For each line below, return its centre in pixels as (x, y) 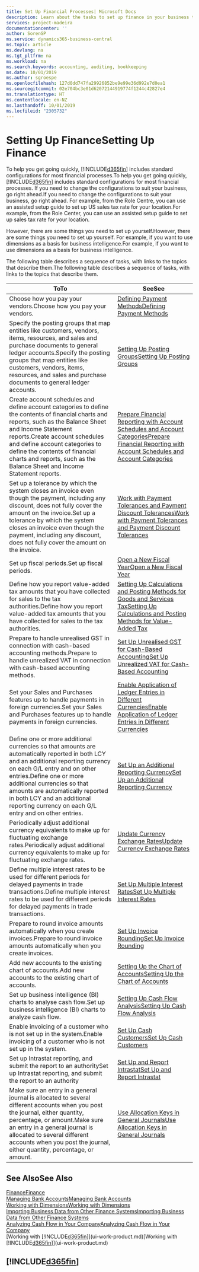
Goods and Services (146, 599)
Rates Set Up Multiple (147, 892)
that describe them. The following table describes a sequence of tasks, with (98, 268)
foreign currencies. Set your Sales (56, 707)
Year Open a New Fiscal (150, 567)
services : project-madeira (39, 23)
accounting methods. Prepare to (53, 653)
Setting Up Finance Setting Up (81, 140)
